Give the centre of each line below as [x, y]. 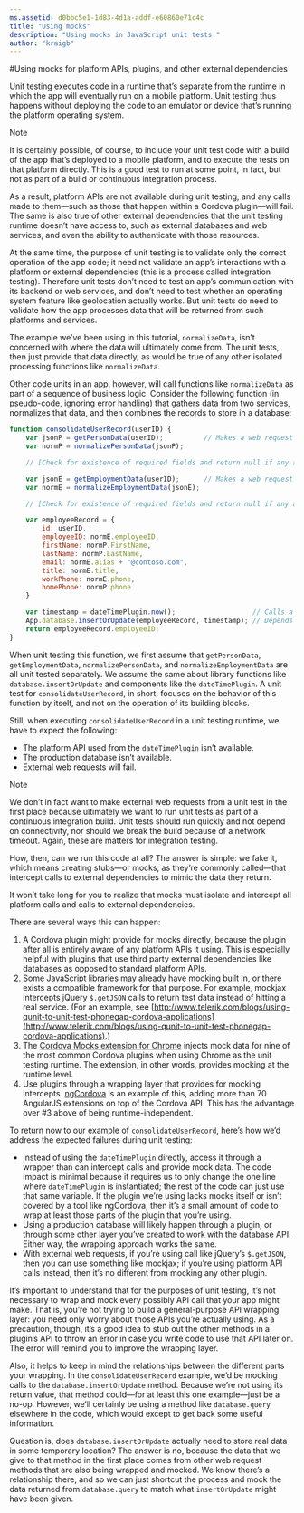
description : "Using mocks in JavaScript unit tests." [115, 34]
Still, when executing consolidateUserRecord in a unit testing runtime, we [144, 720]
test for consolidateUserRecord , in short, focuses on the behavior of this [143, 693]
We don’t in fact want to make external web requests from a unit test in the [148, 801]
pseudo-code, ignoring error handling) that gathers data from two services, [150, 403]
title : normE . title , [81, 570]
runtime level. [48, 1074]
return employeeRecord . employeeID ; [93, 629]
